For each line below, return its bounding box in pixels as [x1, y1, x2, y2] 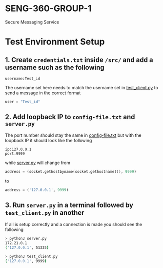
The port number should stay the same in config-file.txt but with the [5, 132, 142, 138]
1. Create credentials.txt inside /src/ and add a [5, 56, 153, 64]
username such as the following [5, 63, 105, 71]
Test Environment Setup [5, 36, 105, 47]
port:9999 [5, 151, 25, 156]
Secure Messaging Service [5, 19, 60, 25]
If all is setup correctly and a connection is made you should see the [5, 222, 143, 227]
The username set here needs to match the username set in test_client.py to [5, 84, 159, 90]
